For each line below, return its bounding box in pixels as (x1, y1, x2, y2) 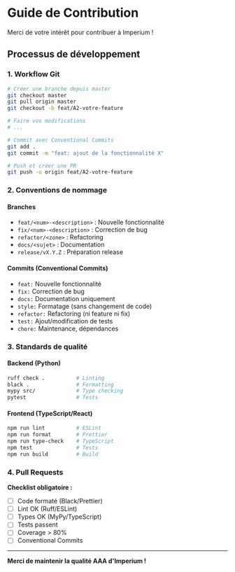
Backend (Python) (7, 359, 62, 368)
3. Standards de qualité (7, 342, 88, 351)
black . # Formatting (7, 381, 114, 388)
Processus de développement (7, 48, 141, 60)
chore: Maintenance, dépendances (17, 324, 119, 333)
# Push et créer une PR (7, 162, 77, 169)
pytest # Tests (7, 394, 99, 401)
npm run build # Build (7, 450, 99, 458)
